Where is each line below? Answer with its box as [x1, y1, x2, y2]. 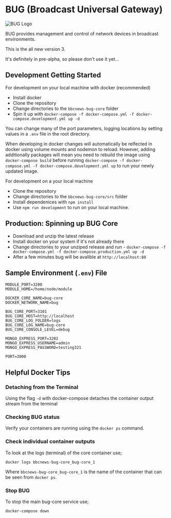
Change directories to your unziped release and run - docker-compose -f [12, 244, 166, 250]
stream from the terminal [5, 401, 58, 407]
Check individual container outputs [5, 438, 95, 445]
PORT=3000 [5, 354, 27, 359]
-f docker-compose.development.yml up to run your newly [32, 162, 154, 169]
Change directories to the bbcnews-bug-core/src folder [12, 193, 128, 199]
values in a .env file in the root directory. [5, 131, 91, 137]
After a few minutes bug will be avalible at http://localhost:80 [12, 253, 146, 260]
